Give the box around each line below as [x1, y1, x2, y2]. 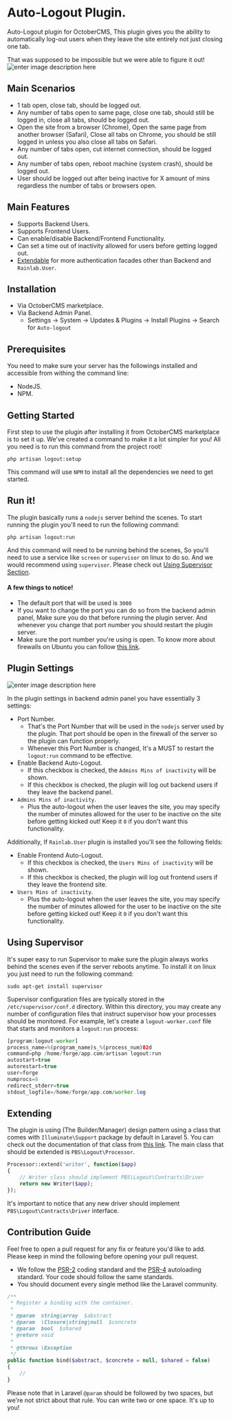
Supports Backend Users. [16, 219, 90, 228]
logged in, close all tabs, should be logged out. [16, 116, 150, 124]
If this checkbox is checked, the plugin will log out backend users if [27, 781, 218, 789]
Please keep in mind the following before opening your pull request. [7, 1252, 199, 1260]
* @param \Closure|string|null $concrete [10, 1319, 137, 1326]
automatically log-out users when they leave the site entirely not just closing [7, 34, 223, 43]
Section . [7, 567, 31, 576]
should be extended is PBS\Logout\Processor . [7, 1148, 135, 1156]
